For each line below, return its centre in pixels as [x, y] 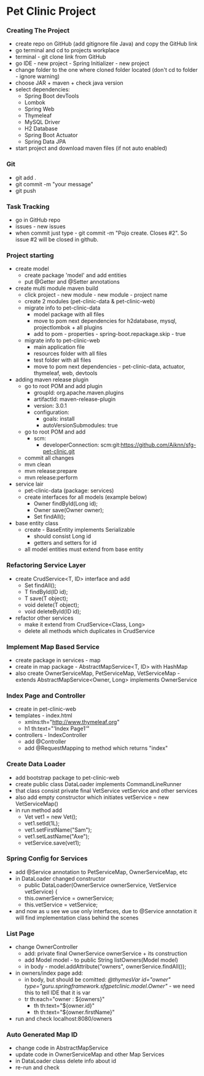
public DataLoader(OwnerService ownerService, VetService [100, 885]
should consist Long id [62, 536]
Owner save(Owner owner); [69, 510]
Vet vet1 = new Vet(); [51, 817]
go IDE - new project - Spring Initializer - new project [82, 63]
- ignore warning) [37, 76]
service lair [29, 484]
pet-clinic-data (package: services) [69, 491]
